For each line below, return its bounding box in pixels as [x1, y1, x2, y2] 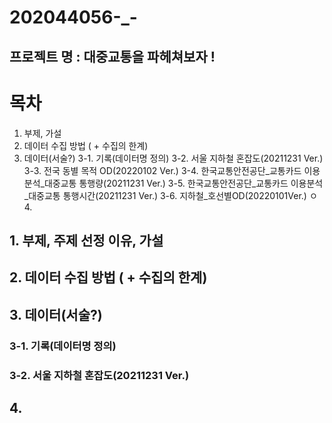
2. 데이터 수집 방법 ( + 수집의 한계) [9, 269, 208, 286]
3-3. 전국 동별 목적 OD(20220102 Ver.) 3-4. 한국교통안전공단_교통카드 [23, 164, 302, 176]
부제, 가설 [23, 127, 62, 139]
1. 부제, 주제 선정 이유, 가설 [9, 232, 164, 249]
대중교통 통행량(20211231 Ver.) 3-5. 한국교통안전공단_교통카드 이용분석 [43, 177, 324, 189]
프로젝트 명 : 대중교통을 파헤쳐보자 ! [9, 48, 216, 65]
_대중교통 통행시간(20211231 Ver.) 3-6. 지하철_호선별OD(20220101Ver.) [23, 189, 307, 201]
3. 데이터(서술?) [9, 306, 103, 323]
